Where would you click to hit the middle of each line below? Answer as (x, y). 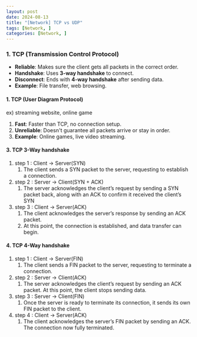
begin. (31, 232)
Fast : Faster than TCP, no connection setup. (68, 124)
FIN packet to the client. (52, 309)
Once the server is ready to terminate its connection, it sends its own (107, 303)
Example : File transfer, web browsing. (61, 86)
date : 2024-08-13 (27, 17)
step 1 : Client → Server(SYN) (50, 163)
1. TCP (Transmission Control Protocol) (63, 54)
